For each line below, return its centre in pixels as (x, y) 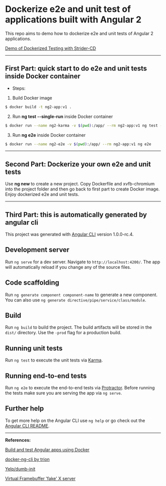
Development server (37, 250)
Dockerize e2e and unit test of (68, 9)
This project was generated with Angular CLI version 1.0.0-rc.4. (69, 234)
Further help (25, 408)
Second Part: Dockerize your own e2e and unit (78, 164)
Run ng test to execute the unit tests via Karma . (54, 360)
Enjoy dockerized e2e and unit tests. (42, 194)
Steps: (19, 88)
